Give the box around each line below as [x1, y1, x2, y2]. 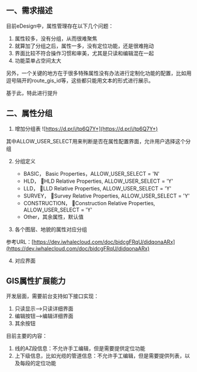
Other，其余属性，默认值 [23, 213, 84, 220]
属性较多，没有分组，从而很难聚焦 [14, 35, 98, 42]
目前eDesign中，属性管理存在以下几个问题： [6, 22, 114, 29]
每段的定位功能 [19, 360, 56, 367]
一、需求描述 [6, 5, 53, 16]
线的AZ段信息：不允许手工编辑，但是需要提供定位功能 [14, 345, 146, 352]
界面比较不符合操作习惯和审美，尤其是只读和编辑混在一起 [14, 50, 154, 57]
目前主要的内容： [6, 333, 48, 340]
